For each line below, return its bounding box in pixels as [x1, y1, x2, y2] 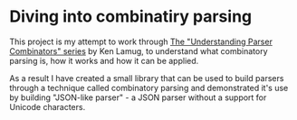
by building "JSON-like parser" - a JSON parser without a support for [9, 92, 267, 103]
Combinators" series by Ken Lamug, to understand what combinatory [9, 45, 269, 56]
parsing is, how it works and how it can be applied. [9, 55, 199, 66]
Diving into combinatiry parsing [9, 6, 253, 27]
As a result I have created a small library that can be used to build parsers [9, 72, 284, 83]
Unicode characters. [9, 101, 86, 112]
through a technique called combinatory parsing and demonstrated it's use [9, 82, 289, 93]
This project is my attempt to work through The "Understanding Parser [9, 36, 273, 47]
